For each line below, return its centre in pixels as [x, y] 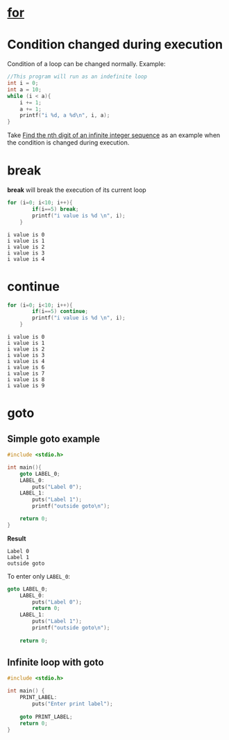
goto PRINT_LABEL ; [46, 717]
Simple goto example [54, 439]
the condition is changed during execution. [68, 143]
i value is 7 [26, 373]
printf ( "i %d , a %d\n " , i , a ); [65, 115]
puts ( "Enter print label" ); [73, 704]
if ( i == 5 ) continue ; [60, 312]
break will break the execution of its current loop [77, 190]
